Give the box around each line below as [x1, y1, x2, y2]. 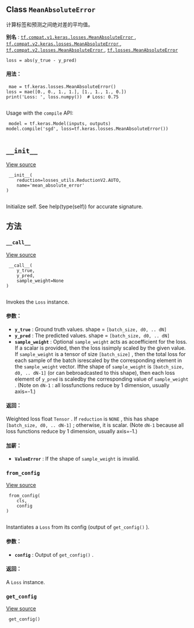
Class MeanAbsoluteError [6, 5, 96, 15]
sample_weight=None [16, 278, 64, 284]
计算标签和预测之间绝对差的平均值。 [6, 20, 93, 28]
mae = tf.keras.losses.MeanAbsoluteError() [8, 84, 116, 90]
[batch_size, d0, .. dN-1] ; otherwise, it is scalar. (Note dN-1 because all [6, 421, 184, 429]
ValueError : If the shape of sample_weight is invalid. [14, 456, 140, 463]
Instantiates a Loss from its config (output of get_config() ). [6, 523, 150, 531]
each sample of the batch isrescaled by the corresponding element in [14, 357, 182, 364]
